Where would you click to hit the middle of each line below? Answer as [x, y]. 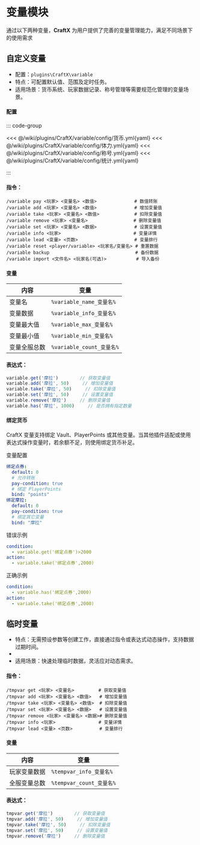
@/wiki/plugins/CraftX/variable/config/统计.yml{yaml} [73, 160]
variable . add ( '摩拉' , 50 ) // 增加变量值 [59, 383]
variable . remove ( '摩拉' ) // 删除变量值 [58, 401]
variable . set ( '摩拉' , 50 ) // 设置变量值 [59, 395]
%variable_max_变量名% [82, 325]
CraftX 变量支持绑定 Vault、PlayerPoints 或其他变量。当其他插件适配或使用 [98, 435]
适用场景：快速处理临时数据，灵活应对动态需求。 [75, 661]
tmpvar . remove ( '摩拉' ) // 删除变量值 [56, 836]
